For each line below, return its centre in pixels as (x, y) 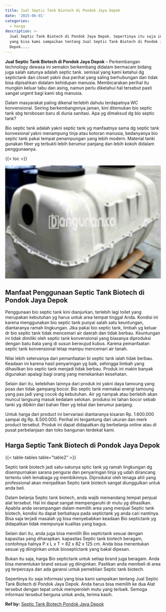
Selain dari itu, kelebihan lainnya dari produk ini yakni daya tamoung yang (80, 384)
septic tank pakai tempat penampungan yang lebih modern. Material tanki (80, 138)
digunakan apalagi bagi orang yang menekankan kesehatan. (66, 374)
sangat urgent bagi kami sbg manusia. (44, 93)
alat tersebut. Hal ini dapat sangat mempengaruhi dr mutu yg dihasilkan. (78, 503)
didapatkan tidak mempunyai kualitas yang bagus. (56, 524)
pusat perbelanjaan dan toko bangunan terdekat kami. (60, 430)
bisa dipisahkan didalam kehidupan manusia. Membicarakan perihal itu (77, 82)
